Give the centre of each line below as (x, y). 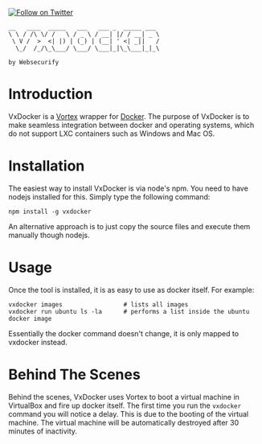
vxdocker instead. (38, 342)
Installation (47, 166)
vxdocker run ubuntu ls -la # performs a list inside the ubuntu (129, 311)
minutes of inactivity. (43, 431)
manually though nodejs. (49, 235)
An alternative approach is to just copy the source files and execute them (129, 226)
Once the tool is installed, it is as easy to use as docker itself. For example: (131, 290)
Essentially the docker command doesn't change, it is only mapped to (124, 333)
